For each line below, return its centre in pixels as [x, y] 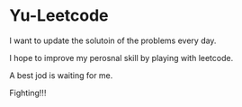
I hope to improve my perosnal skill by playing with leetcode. [121, 58]
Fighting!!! [28, 93]
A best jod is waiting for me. [61, 75]
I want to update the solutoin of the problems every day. [113, 40]
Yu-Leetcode [59, 16]
